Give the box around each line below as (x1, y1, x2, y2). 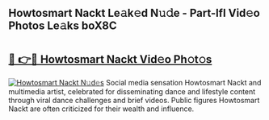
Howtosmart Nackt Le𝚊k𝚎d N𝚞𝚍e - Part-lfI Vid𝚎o (8, 6, 260, 20)
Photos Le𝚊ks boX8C (8, 19, 117, 33)
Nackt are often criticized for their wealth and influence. (8, 104, 195, 114)
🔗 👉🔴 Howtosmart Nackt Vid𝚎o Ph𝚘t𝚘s (8, 52, 212, 66)
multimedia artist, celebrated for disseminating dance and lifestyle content (8, 87, 256, 96)
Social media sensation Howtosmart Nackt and (106, 78, 262, 87)
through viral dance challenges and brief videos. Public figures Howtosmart (8, 96, 260, 105)
